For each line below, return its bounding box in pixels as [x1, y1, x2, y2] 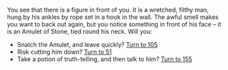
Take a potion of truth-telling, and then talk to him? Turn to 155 [16, 55, 193, 63]
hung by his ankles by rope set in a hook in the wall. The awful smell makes [7, 13, 219, 21]
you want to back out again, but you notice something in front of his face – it [7, 20, 222, 28]
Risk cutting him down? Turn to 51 [16, 48, 113, 56]
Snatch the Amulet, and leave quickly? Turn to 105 [16, 41, 158, 48]
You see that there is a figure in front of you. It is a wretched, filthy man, [7, 6, 210, 14]
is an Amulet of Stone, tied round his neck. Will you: [7, 27, 152, 35]
